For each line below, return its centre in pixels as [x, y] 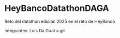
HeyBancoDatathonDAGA [57, 8]
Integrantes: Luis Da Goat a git [35, 30]
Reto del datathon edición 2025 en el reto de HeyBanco [60, 21]
